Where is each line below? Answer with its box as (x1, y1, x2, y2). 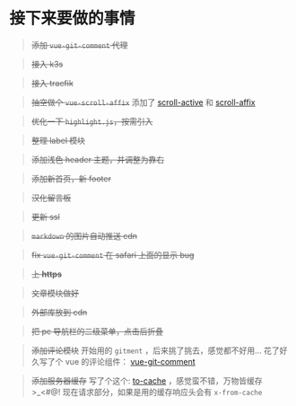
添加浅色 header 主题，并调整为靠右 (30, 154, 165, 164)
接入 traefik (30, 77, 74, 88)
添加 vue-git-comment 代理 (30, 40, 128, 50)
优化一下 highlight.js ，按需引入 (30, 116, 153, 127)
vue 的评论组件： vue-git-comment (65, 356, 196, 366)
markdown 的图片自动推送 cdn (30, 230, 137, 241)
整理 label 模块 (30, 135, 86, 146)
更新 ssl (30, 211, 60, 222)
